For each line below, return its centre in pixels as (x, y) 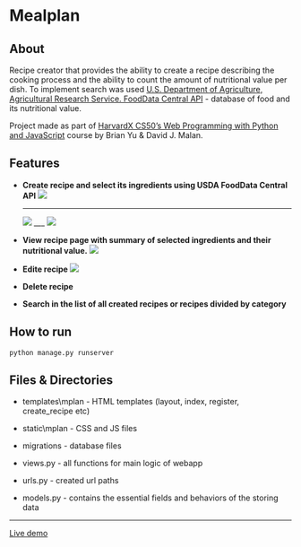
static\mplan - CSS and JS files (79, 429)
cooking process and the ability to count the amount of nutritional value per (148, 80)
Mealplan (45, 16)
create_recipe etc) (56, 411)
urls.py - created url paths (70, 481)
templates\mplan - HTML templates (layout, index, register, (131, 402)
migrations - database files (72, 446)
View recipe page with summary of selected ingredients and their (146, 239)
